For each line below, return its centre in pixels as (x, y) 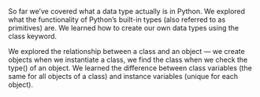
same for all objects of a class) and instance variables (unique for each (123, 76)
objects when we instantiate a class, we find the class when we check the (128, 59)
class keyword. (33, 36)
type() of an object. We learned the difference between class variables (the (130, 68)
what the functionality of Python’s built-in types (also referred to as (117, 20)
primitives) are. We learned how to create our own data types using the (123, 28)
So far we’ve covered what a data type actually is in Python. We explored (127, 11)
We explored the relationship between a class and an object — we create (127, 51)
